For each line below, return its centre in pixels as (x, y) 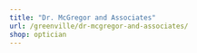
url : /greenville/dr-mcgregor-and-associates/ (99, 26)
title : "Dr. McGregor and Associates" (83, 18)
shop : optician (38, 34)
